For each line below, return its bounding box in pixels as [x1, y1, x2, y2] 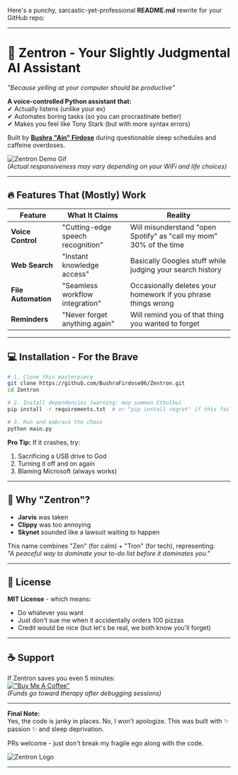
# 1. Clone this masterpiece [7, 373, 93, 381]
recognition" [62, 240, 104, 250]
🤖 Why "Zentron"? [7, 494, 91, 506]
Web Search [11, 260, 53, 270]
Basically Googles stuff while [130, 256, 227, 265]
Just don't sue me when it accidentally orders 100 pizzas [17, 616, 184, 625]
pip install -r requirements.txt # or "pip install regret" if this [7, 406, 217, 413]
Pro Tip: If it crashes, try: [7, 438, 80, 447]
